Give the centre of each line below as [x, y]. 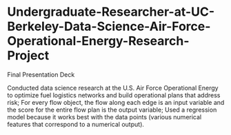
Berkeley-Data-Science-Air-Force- [109, 26]
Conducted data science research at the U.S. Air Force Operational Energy [113, 88]
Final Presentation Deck [41, 74]
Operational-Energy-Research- [98, 41]
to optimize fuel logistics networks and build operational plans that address [114, 95]
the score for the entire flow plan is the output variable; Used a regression [112, 110]
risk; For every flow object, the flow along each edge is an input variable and [116, 102]
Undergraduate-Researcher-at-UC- [111, 12]
